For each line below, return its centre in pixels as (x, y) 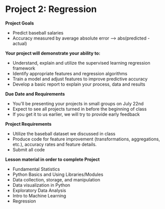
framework (24, 68)
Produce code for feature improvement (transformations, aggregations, (86, 139)
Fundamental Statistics (36, 169)
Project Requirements (28, 124)
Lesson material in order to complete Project (53, 159)
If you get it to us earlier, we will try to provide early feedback (76, 114)
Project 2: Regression (51, 9)
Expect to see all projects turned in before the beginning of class (79, 109)
